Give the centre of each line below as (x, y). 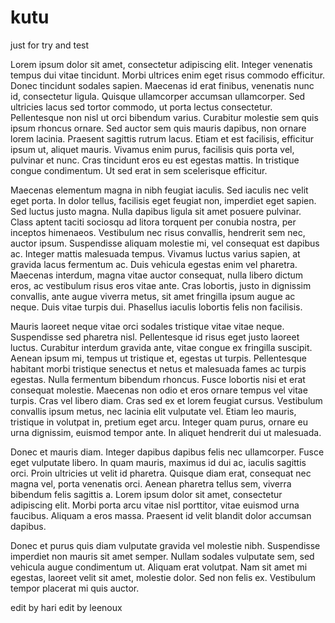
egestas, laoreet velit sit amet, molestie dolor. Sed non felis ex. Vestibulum (163, 577)
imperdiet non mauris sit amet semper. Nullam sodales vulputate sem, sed (162, 556)
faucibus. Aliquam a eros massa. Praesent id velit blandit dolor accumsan (161, 515)
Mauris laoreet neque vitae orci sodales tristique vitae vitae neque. (147, 326)
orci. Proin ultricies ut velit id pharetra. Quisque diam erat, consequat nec (161, 473)
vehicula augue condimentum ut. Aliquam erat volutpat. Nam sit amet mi (159, 567)
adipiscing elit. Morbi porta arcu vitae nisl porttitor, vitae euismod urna (155, 505)
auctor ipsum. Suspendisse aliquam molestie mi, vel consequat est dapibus (165, 243)
